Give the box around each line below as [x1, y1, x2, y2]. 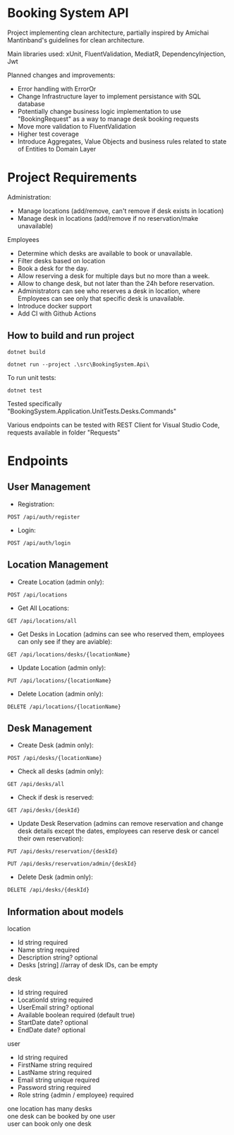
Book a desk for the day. [17, 264, 89, 272]
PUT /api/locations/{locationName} [7, 677, 112, 684]
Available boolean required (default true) [17, 1010, 135, 1020]
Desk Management [7, 722, 92, 734]
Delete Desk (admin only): [17, 872, 93, 882]
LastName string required [17, 1068, 92, 1077]
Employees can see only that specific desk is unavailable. [17, 294, 185, 302]
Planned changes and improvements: [7, 71, 116, 79]
